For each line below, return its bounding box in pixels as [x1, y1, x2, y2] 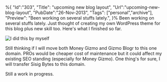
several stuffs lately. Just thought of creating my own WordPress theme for [5, 20, 161, 26]
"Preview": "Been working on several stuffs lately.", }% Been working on [5, 15, 154, 21]
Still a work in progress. [5, 71, 54, 77]
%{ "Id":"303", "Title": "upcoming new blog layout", [5, 5, 112, 10]
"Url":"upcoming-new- [113, 5, 160, 10]
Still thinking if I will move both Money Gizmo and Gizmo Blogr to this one [5, 45, 157, 51]
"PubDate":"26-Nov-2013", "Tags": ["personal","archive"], [33, 10, 153, 16]
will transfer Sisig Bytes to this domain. [5, 61, 86, 67]
